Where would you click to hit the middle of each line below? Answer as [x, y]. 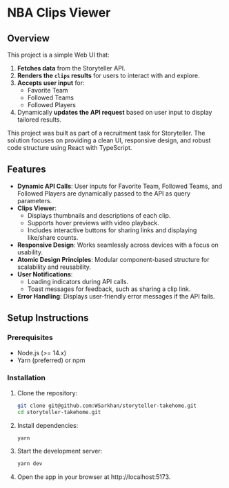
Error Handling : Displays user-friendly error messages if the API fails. [116, 296]
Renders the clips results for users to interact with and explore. [108, 75]
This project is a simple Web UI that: [58, 55]
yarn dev [30, 464]
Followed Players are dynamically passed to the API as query [104, 193]
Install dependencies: [48, 425]
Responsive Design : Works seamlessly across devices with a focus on [118, 245]
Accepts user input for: [51, 83]
